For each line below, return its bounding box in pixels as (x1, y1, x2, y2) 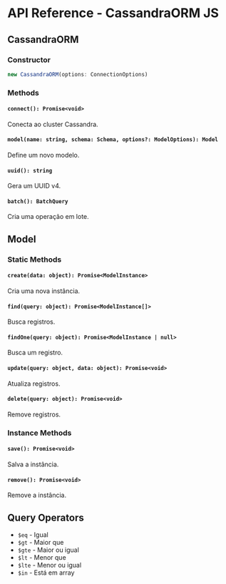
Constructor (7, 55, 51, 65)
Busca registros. (7, 317, 56, 326)
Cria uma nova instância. (7, 287, 81, 295)
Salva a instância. (7, 460, 59, 468)
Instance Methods (7, 428, 72, 438)
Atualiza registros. (7, 379, 61, 388)
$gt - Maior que (17, 538, 64, 546)
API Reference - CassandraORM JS (7, 5, 220, 21)
